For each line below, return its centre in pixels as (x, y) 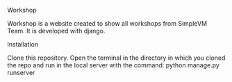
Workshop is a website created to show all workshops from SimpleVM (107, 23)
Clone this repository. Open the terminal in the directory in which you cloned (116, 58)
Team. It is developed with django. (56, 31)
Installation (23, 44)
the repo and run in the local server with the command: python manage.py (114, 65)
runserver (21, 73)
